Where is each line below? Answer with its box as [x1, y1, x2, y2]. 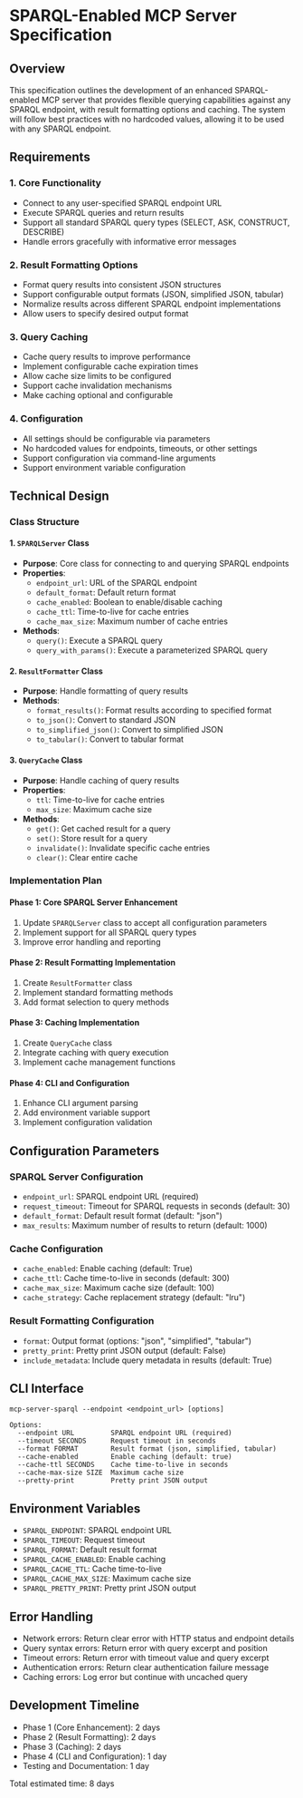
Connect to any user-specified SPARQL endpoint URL [22, 197, 223, 209]
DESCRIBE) [22, 226, 65, 237]
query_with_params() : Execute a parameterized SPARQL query [35, 645, 269, 656]
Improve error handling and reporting [22, 936, 161, 948]
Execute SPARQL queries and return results [22, 207, 185, 218]
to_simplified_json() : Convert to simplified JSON [35, 724, 223, 735]
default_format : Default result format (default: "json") [22, 1210, 223, 1220]
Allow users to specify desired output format [22, 307, 189, 318]
